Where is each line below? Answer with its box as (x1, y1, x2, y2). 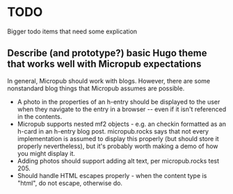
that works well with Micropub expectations (7, 58, 202, 70)
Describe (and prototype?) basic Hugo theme (7, 47, 207, 59)
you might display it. (17, 149, 75, 157)
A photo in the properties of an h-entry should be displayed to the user (17, 97, 220, 106)
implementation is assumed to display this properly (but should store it (17, 134, 219, 143)
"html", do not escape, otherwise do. (17, 179, 123, 187)
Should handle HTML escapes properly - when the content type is (17, 171, 207, 179)
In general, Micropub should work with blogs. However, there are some (7, 76, 211, 85)
